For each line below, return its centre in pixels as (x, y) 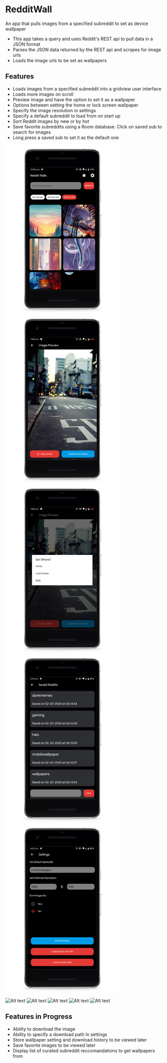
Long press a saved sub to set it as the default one (66, 137)
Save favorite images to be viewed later (54, 1045)
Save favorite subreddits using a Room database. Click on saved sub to (87, 126)
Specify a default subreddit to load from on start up (66, 116)
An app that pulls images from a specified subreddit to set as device (77, 23)
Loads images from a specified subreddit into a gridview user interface (87, 89)
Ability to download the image (44, 1029)
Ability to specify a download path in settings (60, 1034)
